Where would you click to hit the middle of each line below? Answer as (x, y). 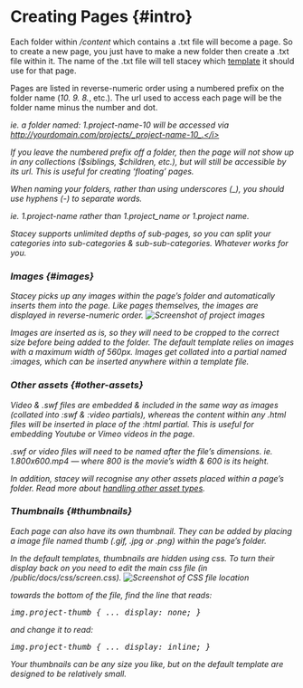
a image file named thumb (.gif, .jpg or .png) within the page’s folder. (138, 540)
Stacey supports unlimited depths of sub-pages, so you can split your (141, 234)
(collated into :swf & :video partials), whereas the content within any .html (148, 415)
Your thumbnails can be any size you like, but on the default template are (147, 664)
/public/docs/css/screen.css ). (66, 578)
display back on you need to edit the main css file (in (109, 568)
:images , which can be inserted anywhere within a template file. (130, 362)
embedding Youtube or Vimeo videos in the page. (103, 434)
